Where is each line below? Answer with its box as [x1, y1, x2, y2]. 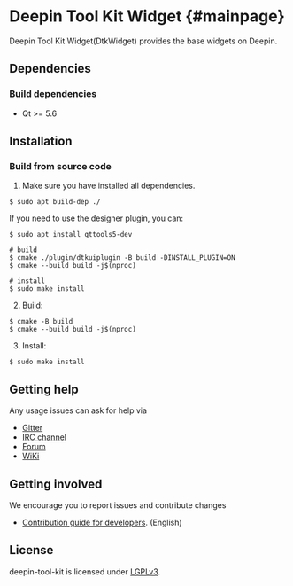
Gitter [21, 423, 43, 434]
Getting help [9, 381, 79, 396]
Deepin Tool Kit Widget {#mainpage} [9, 6, 285, 27]
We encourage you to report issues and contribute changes [9, 499, 227, 511]
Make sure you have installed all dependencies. [21, 180, 196, 191]
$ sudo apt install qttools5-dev [9, 230, 133, 239]
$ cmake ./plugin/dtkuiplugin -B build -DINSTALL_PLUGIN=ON [9, 254, 236, 262]
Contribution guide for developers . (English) [21, 517, 183, 527]
